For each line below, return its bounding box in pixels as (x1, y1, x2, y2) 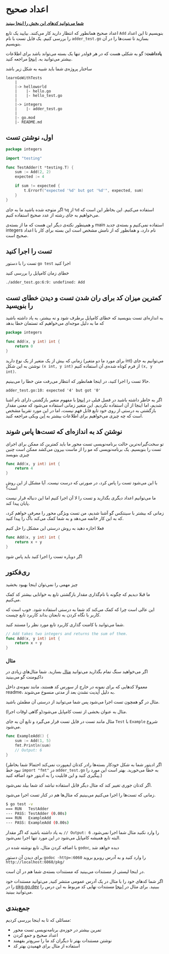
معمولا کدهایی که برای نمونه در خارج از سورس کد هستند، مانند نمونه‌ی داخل (6, 684, 148, 690)
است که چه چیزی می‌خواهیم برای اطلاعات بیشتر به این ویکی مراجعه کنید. (6, 413, 143, 419)
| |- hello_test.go (15, 93, 63, 98)
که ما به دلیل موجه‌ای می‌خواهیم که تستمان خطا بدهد (6, 320, 104, 326)
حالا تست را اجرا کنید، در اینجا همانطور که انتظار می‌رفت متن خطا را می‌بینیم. (6, 378, 150, 384)
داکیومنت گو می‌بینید (6, 674, 43, 680)
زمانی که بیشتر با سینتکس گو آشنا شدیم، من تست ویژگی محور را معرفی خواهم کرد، (6, 510, 164, 516)
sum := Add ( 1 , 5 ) (15, 738, 51, 744)
